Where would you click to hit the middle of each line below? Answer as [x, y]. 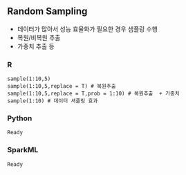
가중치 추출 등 [36, 46]
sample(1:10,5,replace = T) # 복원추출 [62, 86]
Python [20, 118]
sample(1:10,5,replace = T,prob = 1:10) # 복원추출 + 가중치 [93, 94]
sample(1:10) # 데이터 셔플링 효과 [53, 101]
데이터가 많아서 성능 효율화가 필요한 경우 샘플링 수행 [87, 29]
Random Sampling [47, 11]
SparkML [23, 150]
